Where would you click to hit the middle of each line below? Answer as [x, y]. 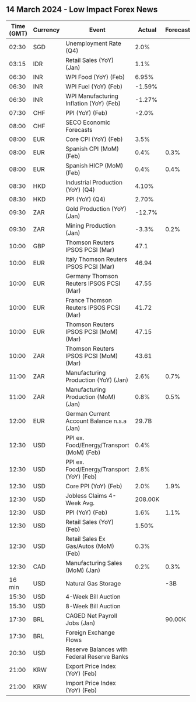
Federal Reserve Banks [97, 656]
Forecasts [79, 129]
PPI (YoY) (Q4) [85, 199]
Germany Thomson [92, 276]
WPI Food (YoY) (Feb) [95, 77]
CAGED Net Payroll [91, 615]
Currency [46, 30]
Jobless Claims [86, 495]
